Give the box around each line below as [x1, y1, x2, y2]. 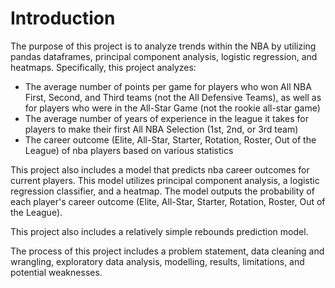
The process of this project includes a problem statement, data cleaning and [10, 245, 325, 257]
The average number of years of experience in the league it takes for [24, 112, 309, 124]
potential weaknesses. [10, 266, 103, 278]
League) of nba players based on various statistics [24, 144, 234, 156]
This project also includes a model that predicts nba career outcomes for [10, 163, 310, 176]
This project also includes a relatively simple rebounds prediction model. [10, 225, 309, 237]
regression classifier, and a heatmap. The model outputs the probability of [10, 185, 315, 197]
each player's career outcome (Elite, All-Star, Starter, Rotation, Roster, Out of [10, 195, 326, 207]
